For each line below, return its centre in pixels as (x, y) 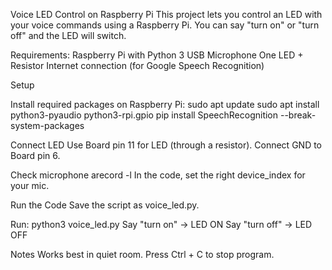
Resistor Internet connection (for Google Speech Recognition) (137, 65)
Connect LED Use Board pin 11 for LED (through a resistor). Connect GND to (166, 145)
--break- (298, 115)
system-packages (47, 125)
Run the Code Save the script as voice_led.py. (105, 205)
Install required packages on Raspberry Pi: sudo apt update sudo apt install (165, 104)
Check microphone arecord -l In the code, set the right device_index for (158, 175)
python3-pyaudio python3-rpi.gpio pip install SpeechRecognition (144, 115)
